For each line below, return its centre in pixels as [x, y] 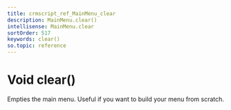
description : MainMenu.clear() [52, 20]
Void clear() [41, 80]
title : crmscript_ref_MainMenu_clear [62, 13]
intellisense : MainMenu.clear [51, 26]
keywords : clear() [34, 39]
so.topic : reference [37, 46]
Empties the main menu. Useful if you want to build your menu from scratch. [116, 99]
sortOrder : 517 [29, 33]
